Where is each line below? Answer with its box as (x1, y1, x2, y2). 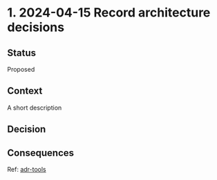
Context (7, 85, 43, 97)
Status (7, 47, 37, 59)
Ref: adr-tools (7, 166, 46, 174)
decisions (7, 19, 64, 35)
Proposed (7, 66, 35, 73)
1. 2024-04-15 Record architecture (7, 5, 211, 21)
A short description (7, 103, 62, 112)
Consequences (7, 147, 75, 159)
